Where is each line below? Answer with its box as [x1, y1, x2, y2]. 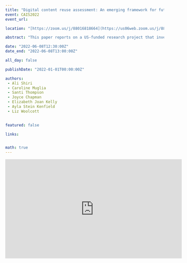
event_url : [5, 17, 28, 22]
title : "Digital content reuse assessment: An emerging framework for [5, 7, 157, 13]
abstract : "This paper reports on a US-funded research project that [5, 35, 155, 40]
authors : [5, 76, 24, 81]
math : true [5, 145, 28, 150]
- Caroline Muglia [7, 85, 46, 91]
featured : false [5, 122, 39, 127]
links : [5, 131, 19, 137]
